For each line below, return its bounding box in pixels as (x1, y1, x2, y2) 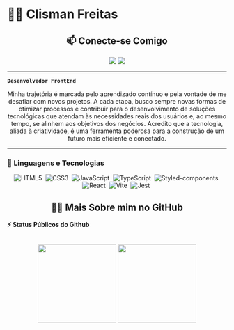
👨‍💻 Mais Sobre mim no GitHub (51, 201, 183, 213)
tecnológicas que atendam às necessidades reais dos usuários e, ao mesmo (7, 112, 227, 120)
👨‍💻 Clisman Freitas (7, 6, 118, 22)
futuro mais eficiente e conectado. (67, 134, 167, 142)
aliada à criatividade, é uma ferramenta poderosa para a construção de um (9, 127, 225, 135)
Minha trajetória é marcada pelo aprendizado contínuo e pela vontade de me (7, 90, 227, 98)
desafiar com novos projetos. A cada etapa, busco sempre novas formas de (8, 97, 226, 105)
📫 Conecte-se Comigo (65, 35, 169, 47)
